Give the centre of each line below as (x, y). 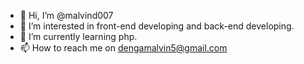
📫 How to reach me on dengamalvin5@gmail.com (123, 48)
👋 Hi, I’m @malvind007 (66, 15)
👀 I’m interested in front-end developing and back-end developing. (157, 26)
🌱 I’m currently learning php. (78, 36)
